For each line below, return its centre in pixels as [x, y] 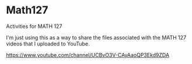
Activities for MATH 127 [34, 26]
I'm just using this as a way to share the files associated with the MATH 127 [96, 37]
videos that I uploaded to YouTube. [48, 44]
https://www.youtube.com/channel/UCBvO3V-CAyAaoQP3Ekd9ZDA [88, 55]
